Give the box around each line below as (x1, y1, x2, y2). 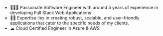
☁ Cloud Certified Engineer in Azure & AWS (9, 25, 100, 31)
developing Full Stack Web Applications (9, 10, 91, 16)
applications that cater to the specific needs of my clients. (9, 20, 130, 26)
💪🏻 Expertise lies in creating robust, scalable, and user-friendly (9, 15, 140, 20)
